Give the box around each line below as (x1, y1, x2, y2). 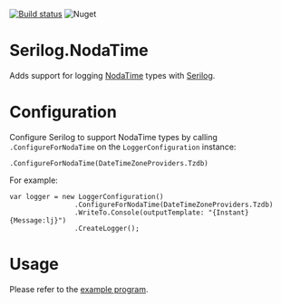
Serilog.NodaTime (9, 41, 149, 61)
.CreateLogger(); (73, 223, 140, 233)
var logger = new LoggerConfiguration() (9, 192, 165, 201)
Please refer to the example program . (9, 283, 149, 294)
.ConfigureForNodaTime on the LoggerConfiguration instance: (9, 141, 237, 152)
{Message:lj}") (9, 215, 67, 225)
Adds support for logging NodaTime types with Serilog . (9, 70, 216, 81)
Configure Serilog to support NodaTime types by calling (9, 131, 218, 142)
